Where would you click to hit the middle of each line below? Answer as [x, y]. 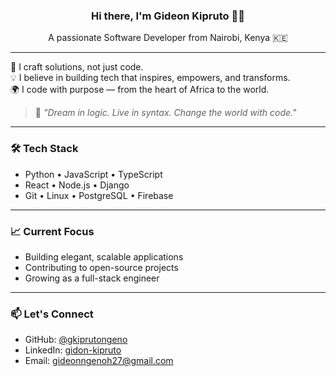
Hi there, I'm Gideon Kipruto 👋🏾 [168, 16]
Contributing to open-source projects [101, 267]
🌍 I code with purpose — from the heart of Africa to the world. [140, 90]
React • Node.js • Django [77, 185]
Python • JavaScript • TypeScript [93, 174]
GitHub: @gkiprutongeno [76, 340]
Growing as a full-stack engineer [92, 278]
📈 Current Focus [52, 231]
